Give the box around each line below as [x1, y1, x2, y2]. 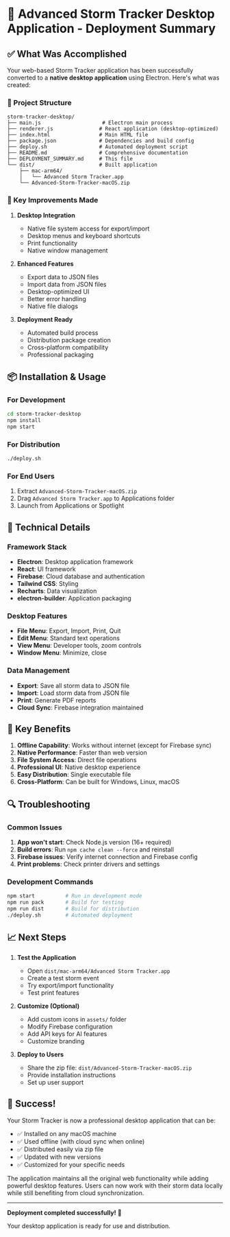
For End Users [7, 471, 55, 481]
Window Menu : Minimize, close [16, 648, 107, 657]
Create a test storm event [27, 974, 99, 982]
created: [7, 81, 31, 89]
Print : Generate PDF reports [16, 696, 97, 704]
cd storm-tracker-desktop [7, 411, 81, 418]
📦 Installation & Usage [7, 370, 106, 383]
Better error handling [27, 294, 87, 303]
